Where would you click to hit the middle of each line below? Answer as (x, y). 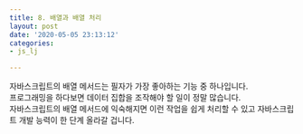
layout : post (34, 26)
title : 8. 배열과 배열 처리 (56, 18)
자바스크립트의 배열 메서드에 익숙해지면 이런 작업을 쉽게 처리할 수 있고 (133, 109)
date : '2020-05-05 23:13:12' (64, 34)
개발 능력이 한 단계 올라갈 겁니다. (76, 120)
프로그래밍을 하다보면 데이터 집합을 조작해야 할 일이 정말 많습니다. (125, 98)
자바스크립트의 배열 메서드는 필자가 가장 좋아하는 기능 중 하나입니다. (129, 86)
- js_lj (24, 52)
